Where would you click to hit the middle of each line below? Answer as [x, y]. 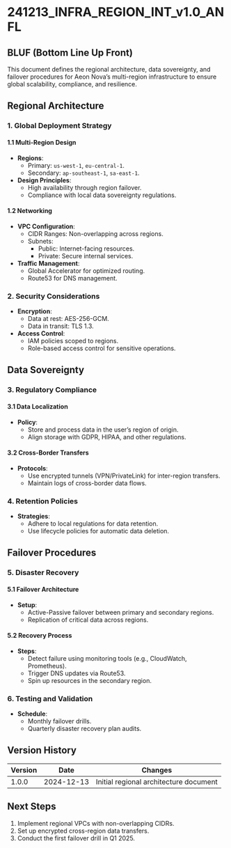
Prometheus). [47, 666]
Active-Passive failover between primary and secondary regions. [121, 612]
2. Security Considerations [54, 296]
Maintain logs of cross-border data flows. [87, 483]
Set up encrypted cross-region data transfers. [83, 831]
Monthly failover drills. [59, 721]
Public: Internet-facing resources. [86, 249]
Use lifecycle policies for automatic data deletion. [98, 531]
